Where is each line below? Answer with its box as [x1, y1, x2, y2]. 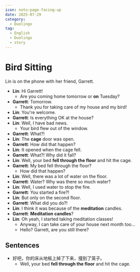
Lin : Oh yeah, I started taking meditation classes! [12, 216, 113, 222]
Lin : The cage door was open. [12, 136, 75, 142]
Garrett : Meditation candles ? [12, 210, 74, 216]
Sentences [5, 241, 40, 250]
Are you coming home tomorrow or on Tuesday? [19, 93, 120, 99]
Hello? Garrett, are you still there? [19, 226, 89, 232]
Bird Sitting [5, 61, 52, 73]
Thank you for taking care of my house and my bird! [19, 104, 127, 110]
